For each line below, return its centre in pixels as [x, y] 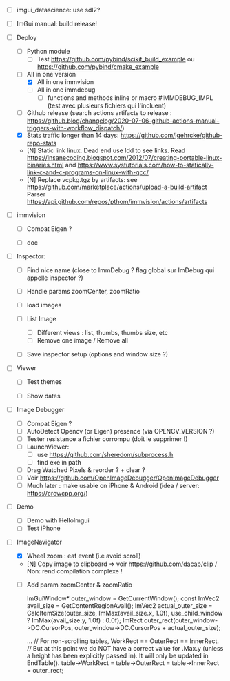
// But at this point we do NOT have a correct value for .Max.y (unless [125, 648]
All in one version [51, 74]
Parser [36, 194]
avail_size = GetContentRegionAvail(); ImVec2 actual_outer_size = [119, 605]
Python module [48, 52]
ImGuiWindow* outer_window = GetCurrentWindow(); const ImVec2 [123, 598]
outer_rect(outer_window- [181, 620]
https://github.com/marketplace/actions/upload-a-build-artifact [117, 187]
